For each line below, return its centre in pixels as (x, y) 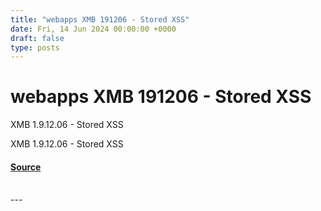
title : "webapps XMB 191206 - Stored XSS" (100, 19)
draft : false (37, 38)
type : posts (35, 47)
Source (26, 167)
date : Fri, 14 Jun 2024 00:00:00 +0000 (93, 29)
